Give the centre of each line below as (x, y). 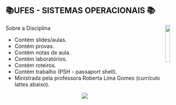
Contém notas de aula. (42, 52)
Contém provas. (34, 46)
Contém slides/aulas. (40, 40)
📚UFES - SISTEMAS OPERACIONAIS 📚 (80, 10)
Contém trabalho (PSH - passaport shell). (66, 71)
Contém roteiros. (35, 65)
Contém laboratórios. (41, 59)
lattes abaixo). (32, 84)
